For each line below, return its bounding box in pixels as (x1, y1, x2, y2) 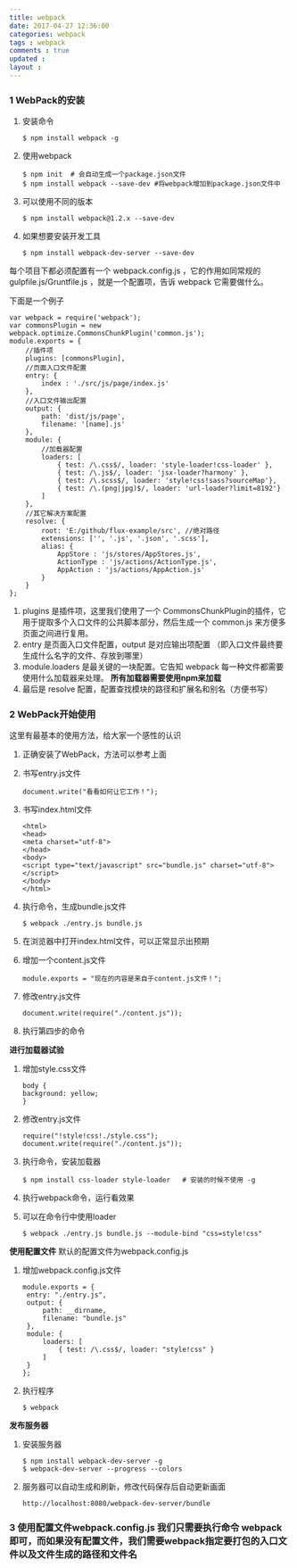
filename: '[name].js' (41, 420, 126, 429)
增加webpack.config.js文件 (21, 1265, 122, 1276)
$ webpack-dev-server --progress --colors (21, 1464, 183, 1473)
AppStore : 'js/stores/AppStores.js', (56, 550, 202, 559)
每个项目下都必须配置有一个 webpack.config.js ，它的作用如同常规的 (9, 265, 261, 277)
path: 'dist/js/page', (41, 412, 126, 421)
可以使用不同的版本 (21, 196, 94, 207)
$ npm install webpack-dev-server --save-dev (21, 249, 194, 258)
